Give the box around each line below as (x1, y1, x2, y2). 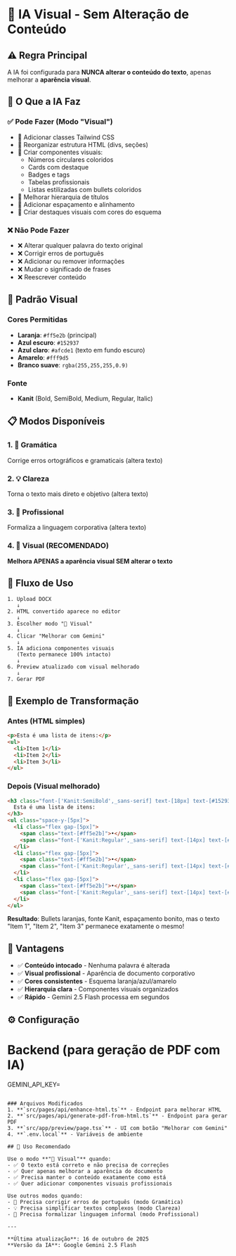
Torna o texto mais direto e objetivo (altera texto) (7, 489, 149, 498)
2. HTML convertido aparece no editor (7, 608, 121, 615)
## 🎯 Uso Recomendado (7, 1143, 71, 1150)
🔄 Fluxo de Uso (7, 577, 74, 589)
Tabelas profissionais (27, 177, 90, 186)
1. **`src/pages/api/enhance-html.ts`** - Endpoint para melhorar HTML (7, 1106, 221, 1113)
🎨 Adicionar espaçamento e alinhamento (17, 200, 135, 208)
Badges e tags (27, 170, 70, 179)
